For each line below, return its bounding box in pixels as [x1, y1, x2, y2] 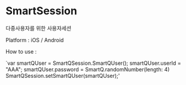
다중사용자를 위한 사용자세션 [5, 24, 72, 32]
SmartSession [5, 4, 77, 18]
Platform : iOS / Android [5, 36, 64, 43]
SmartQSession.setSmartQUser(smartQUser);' [5, 72, 120, 79]
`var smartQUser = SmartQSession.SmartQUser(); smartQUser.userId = [5, 59, 181, 67]
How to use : [5, 48, 37, 55]
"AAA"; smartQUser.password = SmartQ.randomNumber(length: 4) [5, 65, 170, 73]
